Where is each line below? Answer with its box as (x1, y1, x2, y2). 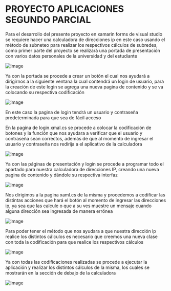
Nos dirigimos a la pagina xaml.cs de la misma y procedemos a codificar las (5, 191, 165, 198)
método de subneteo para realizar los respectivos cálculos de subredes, (5, 42, 158, 48)
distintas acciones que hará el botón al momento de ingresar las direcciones (5, 197, 166, 203)
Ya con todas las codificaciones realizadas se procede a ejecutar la (5, 259, 147, 265)
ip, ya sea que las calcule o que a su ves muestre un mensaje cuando (5, 203, 152, 209)
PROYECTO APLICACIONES (5, 3, 124, 15)
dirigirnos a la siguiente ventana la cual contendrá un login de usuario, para (5, 78, 164, 84)
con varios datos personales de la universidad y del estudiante (5, 52, 137, 59)
